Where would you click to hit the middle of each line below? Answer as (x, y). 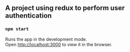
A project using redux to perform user (65, 8)
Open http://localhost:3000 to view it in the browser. (59, 44)
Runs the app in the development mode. (46, 39)
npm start (17, 29)
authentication (29, 16)
